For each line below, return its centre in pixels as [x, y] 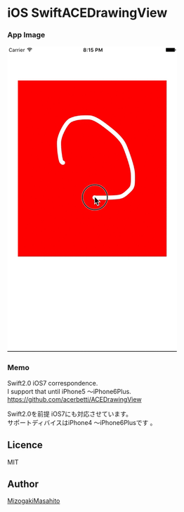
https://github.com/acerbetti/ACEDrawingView [74, 399]
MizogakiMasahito [34, 501]
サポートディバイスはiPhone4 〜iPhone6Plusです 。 [82, 422]
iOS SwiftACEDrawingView [87, 13]
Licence [25, 445]
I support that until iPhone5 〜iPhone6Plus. [69, 391]
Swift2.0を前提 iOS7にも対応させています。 [70, 414]
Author [23, 484]
